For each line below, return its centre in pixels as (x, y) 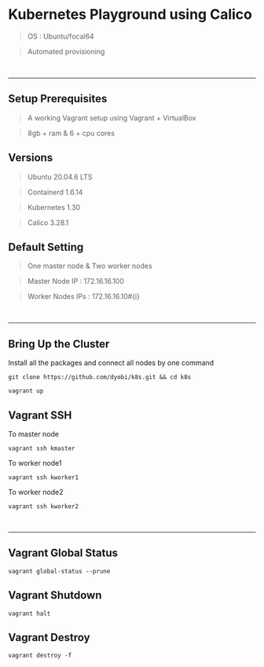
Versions (31, 158)
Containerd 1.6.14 (55, 192)
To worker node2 (36, 492)
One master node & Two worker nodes (90, 266)
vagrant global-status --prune (59, 571)
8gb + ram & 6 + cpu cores (71, 133)
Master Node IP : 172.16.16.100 (75, 282)
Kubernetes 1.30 (54, 207)
